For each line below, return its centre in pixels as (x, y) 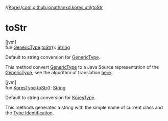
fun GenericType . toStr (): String (38, 47)
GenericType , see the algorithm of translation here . (59, 72)
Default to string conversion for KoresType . (51, 97)
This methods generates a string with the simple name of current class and (84, 107)
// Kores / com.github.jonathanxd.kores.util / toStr (54, 7)
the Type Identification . (30, 113)
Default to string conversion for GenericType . (53, 57)
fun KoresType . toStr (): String (35, 87)
